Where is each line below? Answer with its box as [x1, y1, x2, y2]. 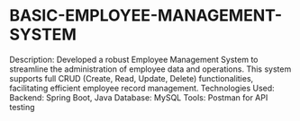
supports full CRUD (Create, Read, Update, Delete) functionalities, [9, 73, 254, 83]
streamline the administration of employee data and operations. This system [9, 64, 292, 74]
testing [9, 101, 35, 112]
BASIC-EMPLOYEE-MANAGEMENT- [9, 5, 283, 26]
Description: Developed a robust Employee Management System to [9, 54, 259, 65]
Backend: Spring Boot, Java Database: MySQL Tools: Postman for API [9, 91, 268, 103]
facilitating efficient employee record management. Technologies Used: [9, 82, 275, 93]
